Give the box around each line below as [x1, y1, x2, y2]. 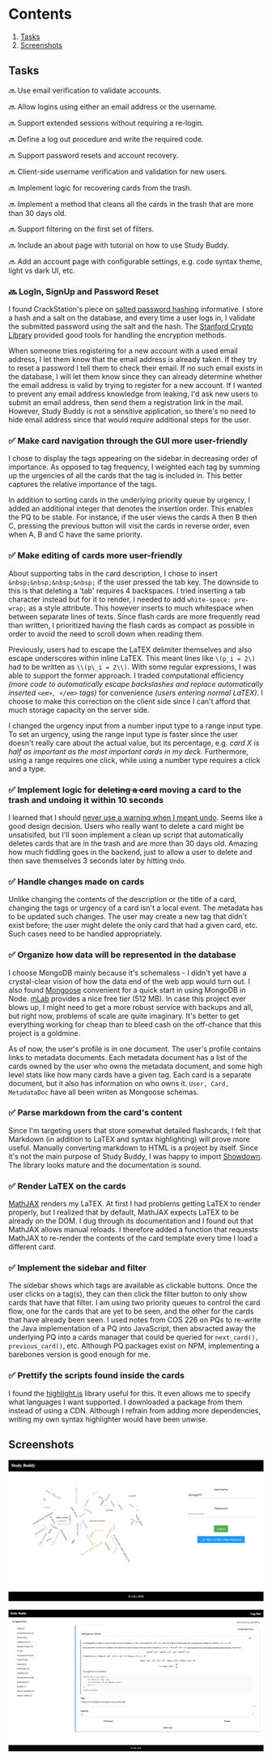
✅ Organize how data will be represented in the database [8, 949, 236, 960]
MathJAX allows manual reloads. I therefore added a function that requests [8, 1225, 259, 1235]
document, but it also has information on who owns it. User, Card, [8, 1078, 229, 1088]
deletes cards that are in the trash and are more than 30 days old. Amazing [8, 838, 258, 848]
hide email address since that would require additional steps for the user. [8, 415, 251, 425]
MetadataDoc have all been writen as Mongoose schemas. [8, 1087, 199, 1097]
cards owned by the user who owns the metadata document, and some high [8, 1061, 263, 1071]
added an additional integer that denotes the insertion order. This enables [8, 504, 253, 514]
